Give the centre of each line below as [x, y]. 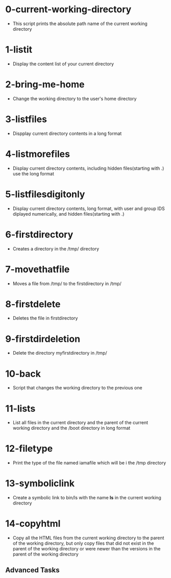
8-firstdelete [33, 304]
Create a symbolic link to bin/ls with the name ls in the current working [87, 498]
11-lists [20, 409]
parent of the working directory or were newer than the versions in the [87, 549]
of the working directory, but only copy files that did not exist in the [83, 543]
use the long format [33, 174]
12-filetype [29, 449]
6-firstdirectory [39, 234]
